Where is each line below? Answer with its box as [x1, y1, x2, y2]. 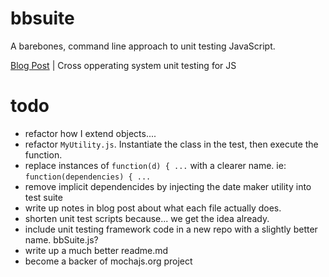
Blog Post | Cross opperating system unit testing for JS [10, 59, 237, 71]
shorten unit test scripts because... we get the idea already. [24, 212, 270, 224]
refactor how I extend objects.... [24, 127, 157, 139]
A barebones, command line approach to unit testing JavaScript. [10, 40, 276, 52]
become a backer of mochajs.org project [24, 255, 193, 267]
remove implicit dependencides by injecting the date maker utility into [24, 180, 312, 192]
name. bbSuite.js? [24, 233, 99, 246]
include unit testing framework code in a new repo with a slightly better [24, 223, 318, 235]
